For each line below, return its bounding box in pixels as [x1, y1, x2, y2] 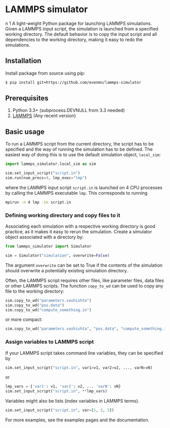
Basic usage [5, 127, 45, 136]
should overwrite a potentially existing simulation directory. [5, 267, 128, 273]
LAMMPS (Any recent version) [12, 113, 76, 119]
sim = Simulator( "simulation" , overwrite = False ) [5, 253, 110, 258]
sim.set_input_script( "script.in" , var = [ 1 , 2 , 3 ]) [5, 408, 114, 413]
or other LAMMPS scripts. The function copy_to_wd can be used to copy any [5, 282, 163, 289]
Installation [5, 57, 41, 65]
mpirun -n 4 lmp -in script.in [5, 199, 71, 205]
